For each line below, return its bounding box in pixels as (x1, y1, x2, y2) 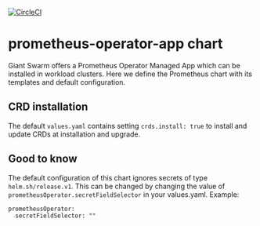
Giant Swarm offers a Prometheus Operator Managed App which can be (8, 60, 240, 70)
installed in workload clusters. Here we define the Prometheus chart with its (8, 69, 253, 78)
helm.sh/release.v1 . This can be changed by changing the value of (8, 181, 226, 191)
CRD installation (8, 100, 88, 114)
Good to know (8, 152, 78, 166)
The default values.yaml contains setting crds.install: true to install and (8, 121, 247, 130)
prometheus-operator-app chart (8, 35, 223, 53)
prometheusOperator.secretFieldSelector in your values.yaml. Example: (8, 189, 240, 199)
